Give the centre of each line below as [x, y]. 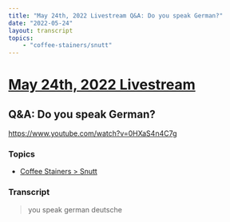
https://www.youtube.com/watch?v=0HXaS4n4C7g [93, 133]
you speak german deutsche [75, 209]
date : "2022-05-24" [41, 23]
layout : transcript [41, 30]
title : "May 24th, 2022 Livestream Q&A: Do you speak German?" [116, 16]
